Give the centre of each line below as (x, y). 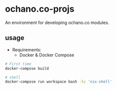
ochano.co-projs (40, 9)
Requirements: (27, 49)
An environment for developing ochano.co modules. (57, 22)
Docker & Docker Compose (47, 55)
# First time (18, 64)
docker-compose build (27, 68)
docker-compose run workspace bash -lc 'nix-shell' (58, 82)
